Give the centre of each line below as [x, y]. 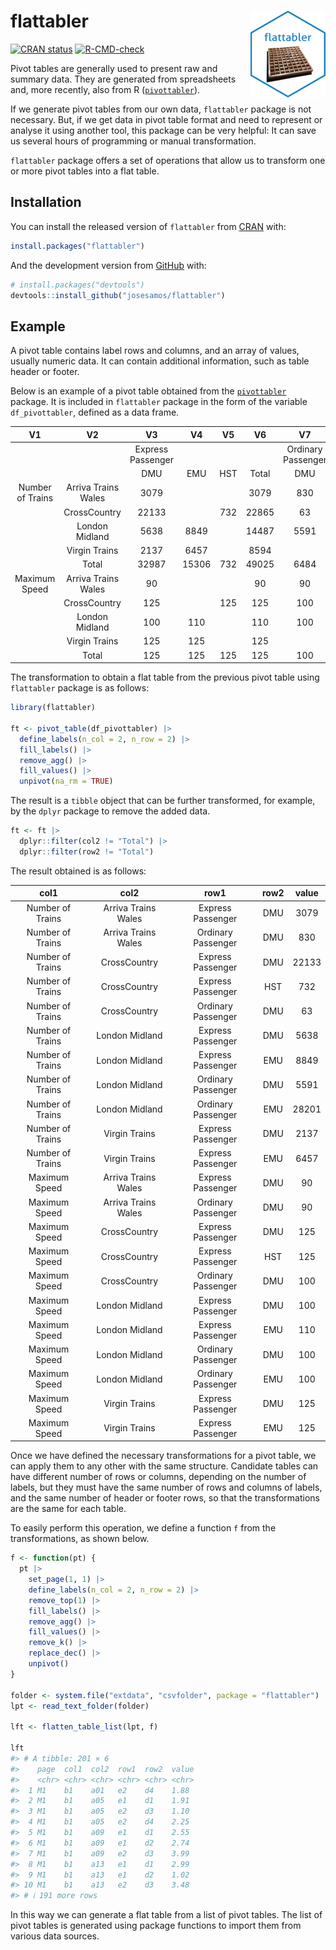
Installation [46, 202]
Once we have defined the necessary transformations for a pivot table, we [163, 1456]
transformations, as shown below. [80, 1539]
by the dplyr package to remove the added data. [110, 811]
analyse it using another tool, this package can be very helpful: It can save [163, 130]
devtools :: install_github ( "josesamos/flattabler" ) [118, 295]
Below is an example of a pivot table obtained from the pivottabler [148, 391]
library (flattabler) [53, 708]
